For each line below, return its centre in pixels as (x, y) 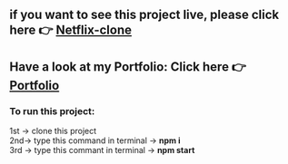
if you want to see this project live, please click (144, 15)
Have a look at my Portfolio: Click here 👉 (128, 67)
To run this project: (52, 111)
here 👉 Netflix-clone (71, 30)
